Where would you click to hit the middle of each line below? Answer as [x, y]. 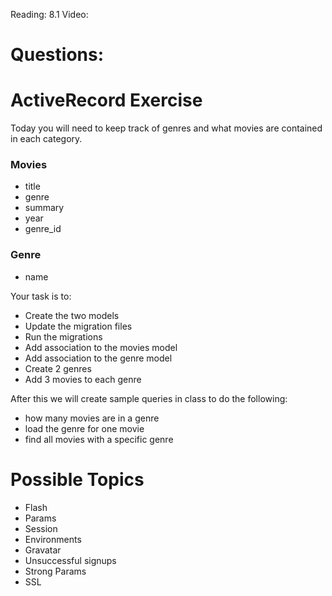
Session [41, 528]
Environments [53, 539]
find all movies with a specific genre [99, 439]
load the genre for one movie [84, 428]
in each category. [46, 139]
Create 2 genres [58, 368]
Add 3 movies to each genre [83, 379]
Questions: [57, 55]
